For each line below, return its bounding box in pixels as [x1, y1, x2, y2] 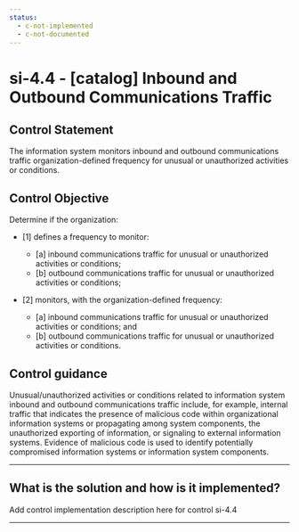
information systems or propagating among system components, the [9, 418, 261, 429]
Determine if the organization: [9, 215, 118, 225]
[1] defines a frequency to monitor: [21, 232, 149, 242]
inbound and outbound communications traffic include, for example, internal [9, 399, 288, 410]
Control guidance [9, 366, 109, 381]
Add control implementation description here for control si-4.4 [9, 504, 238, 515]
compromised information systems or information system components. [9, 446, 270, 457]
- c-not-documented [17, 29, 90, 38]
